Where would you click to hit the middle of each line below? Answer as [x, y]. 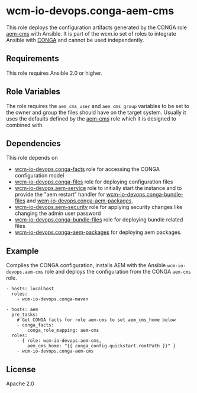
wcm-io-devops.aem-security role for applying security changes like [98, 207]
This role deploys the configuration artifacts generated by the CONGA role [97, 27]
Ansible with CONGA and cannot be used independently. [75, 40]
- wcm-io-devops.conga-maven [53, 299]
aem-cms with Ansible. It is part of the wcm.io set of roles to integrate [91, 33]
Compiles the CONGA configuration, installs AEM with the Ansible [86, 265]
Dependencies [33, 143]
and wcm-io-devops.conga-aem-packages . [80, 201]
